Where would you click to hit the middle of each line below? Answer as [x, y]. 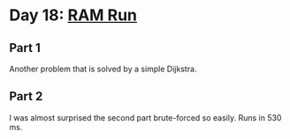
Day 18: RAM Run [73, 15]
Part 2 [26, 96]
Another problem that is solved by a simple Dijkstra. [103, 69]
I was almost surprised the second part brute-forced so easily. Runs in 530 [145, 117]
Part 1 [25, 48]
